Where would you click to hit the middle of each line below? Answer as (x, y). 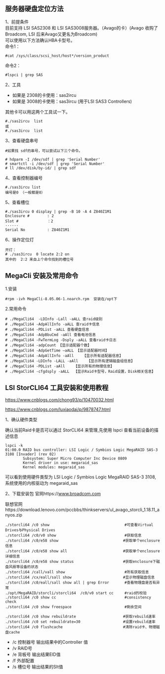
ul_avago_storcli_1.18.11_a (134, 510)
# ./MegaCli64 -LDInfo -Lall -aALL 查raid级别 (54, 319)
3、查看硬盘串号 (22, 140)
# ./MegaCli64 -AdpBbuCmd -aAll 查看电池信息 (51, 335)
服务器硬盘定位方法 (34, 9)
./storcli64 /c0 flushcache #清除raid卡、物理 (81, 627)
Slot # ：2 (29, 221)
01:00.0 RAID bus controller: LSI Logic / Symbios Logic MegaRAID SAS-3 (82, 450)
